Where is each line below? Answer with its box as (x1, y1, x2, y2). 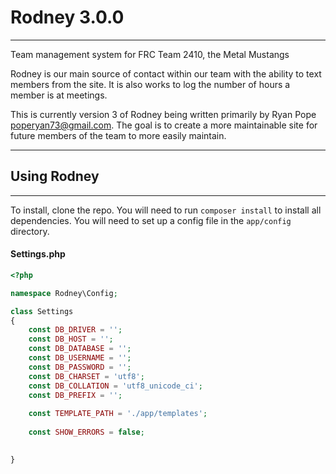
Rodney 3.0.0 (10, 6, 125, 29)
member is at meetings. (10, 89, 108, 101)
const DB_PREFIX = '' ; (28, 390, 123, 400)
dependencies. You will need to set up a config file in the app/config (10, 214, 292, 226)
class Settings (10, 306, 74, 316)
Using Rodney (10, 168, 100, 185)
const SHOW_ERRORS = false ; (28, 427, 145, 438)
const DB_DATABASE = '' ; (28, 344, 132, 354)
